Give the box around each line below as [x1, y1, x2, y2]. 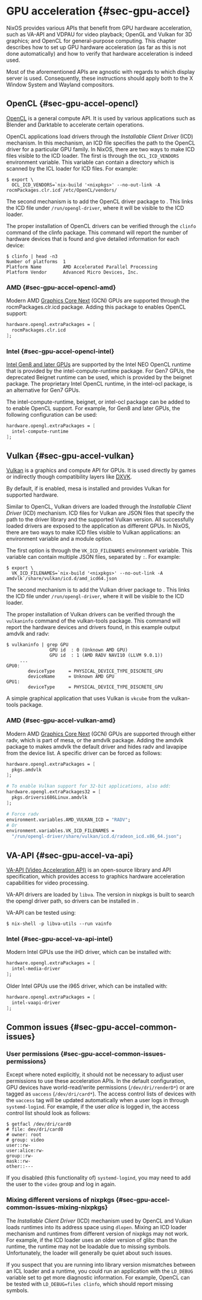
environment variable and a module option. [6, 535, 113, 543]
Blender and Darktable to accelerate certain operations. [6, 121, 145, 128]
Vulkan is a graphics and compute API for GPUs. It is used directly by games [6, 467, 196, 474]
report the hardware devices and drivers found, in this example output [6, 624, 180, 631]
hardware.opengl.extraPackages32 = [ [6, 789, 101, 795]
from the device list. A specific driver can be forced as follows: [6, 749, 162, 757]
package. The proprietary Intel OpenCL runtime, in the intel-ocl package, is [6, 380, 193, 387]
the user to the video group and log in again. [6, 1181, 116, 1188]
